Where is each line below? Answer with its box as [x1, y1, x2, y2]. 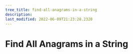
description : [5, 12, 32, 17]
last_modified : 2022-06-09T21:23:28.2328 [5, 16, 93, 21]
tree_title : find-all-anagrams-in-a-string [5, 7, 97, 12]
